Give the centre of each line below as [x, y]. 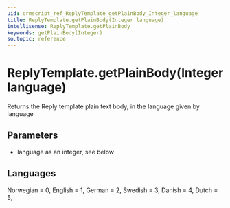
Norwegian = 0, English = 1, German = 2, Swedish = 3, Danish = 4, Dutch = [113, 190]
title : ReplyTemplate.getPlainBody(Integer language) [86, 20]
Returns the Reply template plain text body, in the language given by [104, 106]
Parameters [33, 136]
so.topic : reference [37, 39]
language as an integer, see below [66, 152]
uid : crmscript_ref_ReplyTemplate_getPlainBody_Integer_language [102, 13]
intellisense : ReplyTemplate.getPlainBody [69, 26]
